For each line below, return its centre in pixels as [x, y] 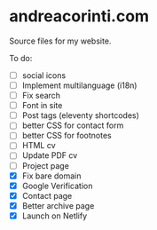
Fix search [41, 96]
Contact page [47, 195]
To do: [21, 58]
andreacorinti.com [79, 16]
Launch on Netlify [55, 216]
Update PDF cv [50, 155]
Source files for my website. [60, 41]
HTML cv [39, 146]
